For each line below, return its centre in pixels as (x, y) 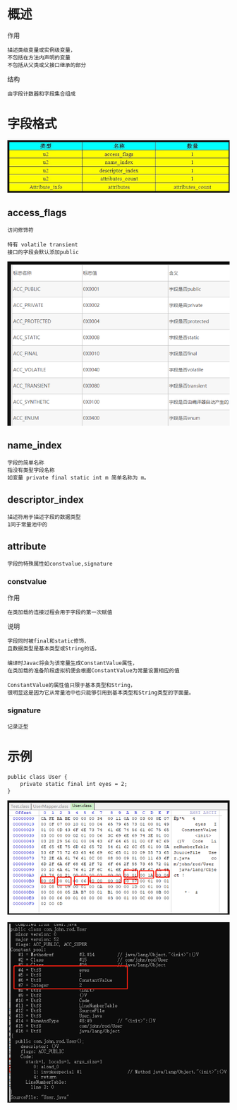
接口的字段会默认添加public (43, 252)
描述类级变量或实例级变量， (42, 50)
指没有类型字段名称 (31, 470)
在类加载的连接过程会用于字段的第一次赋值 (60, 613)
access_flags (37, 213)
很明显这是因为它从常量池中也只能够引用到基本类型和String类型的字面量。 (101, 693)
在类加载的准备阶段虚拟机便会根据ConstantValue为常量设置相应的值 (93, 671)
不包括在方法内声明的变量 (39, 57)
